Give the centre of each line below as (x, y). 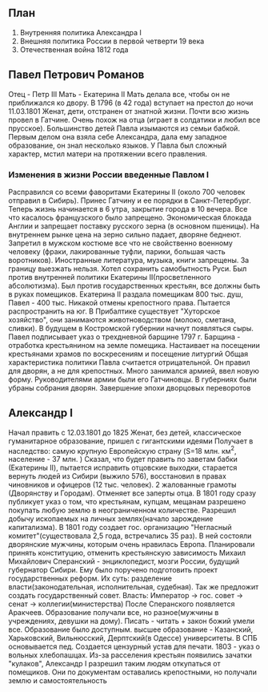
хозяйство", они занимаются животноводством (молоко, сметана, (122, 319)
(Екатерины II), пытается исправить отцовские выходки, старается (123, 467)
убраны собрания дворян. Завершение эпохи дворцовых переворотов (130, 387)
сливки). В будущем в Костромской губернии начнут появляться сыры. (131, 328)
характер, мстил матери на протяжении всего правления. (108, 154)
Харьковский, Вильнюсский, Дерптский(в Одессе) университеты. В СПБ (133, 638)
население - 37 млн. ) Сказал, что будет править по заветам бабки (123, 459)
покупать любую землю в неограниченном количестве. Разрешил (122, 510)
